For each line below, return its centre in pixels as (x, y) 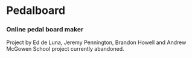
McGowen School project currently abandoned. (66, 49)
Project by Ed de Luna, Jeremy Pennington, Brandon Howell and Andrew (96, 42)
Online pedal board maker (45, 30)
